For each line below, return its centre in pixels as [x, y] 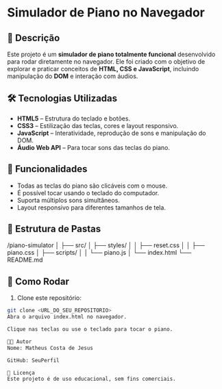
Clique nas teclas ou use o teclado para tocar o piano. [90, 329]
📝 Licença [21, 373]
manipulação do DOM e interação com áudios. [73, 76]
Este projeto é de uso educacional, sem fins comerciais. [91, 379]
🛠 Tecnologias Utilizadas [62, 98]
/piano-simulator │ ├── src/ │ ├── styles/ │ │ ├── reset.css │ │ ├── [106, 245]
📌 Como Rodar [38, 281]
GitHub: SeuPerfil [33, 360]
